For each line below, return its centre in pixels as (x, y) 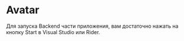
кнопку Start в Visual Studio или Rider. (53, 32)
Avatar (23, 10)
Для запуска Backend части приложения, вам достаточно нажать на (92, 26)
